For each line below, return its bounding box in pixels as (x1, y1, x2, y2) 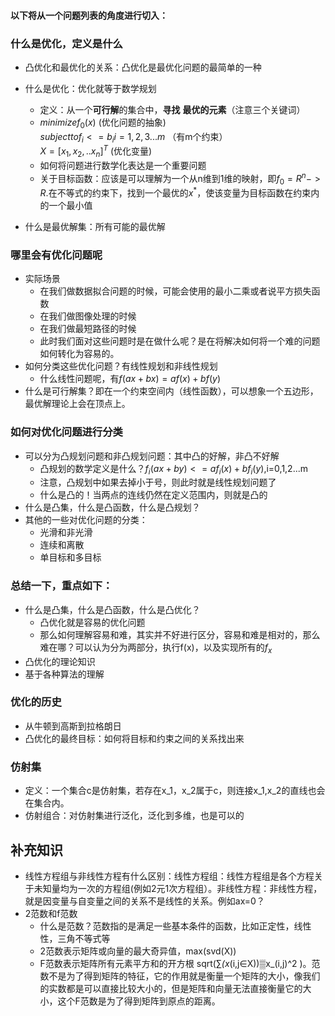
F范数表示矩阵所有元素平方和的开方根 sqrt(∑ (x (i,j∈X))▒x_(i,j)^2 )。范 (39, 957, 321, 969)
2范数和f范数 (24, 907, 78, 919)
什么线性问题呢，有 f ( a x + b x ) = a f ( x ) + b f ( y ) (39, 373, 221, 385)
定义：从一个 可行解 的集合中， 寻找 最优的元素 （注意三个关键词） (39, 103, 306, 115)
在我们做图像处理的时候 (39, 310, 137, 322)
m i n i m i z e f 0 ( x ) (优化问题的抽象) (39, 116, 167, 130)
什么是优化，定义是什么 (10, 36, 123, 50)
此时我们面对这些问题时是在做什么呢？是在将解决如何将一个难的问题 (39, 335, 321, 347)
